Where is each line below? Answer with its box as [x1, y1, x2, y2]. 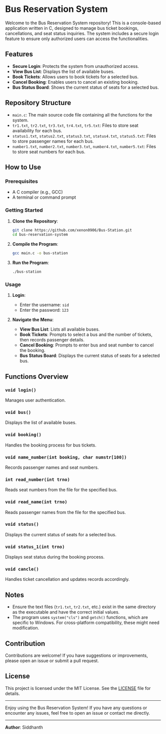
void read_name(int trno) [5, 499, 68, 505]
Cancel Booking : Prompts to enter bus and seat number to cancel [19, 342, 154, 348]
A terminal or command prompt [12, 194, 77, 200]
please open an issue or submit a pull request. [5, 658, 99, 664]
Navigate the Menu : [12, 317, 54, 323]
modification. [12, 625, 40, 631]
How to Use [5, 163, 41, 171]
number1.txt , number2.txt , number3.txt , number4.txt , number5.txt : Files [12, 143, 157, 149]
